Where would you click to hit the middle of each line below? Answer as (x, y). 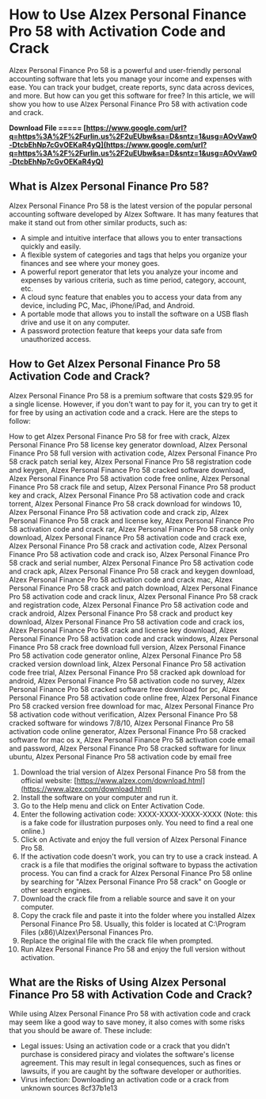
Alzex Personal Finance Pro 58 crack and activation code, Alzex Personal (128, 546)
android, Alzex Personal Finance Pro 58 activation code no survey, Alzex (127, 681)
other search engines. (56, 890)
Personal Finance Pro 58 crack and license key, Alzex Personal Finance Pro (132, 521)
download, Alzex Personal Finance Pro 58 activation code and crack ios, (127, 621)
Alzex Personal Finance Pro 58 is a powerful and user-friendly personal (125, 70)
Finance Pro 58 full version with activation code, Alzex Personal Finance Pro (133, 453)
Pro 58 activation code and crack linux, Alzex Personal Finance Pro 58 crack (133, 596)
